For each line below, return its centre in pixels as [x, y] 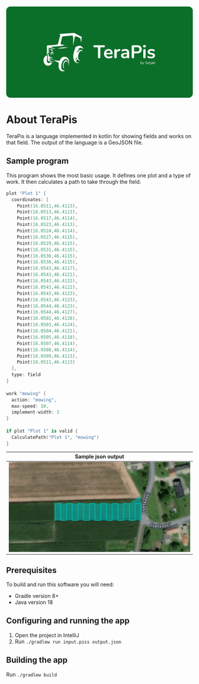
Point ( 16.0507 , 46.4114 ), [47, 343]
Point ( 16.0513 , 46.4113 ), [47, 212]
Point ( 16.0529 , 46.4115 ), [47, 243]
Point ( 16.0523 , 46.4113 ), [47, 225]
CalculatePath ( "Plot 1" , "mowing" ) [55, 437]
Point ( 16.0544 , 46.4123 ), [47, 306]
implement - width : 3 [36, 412]
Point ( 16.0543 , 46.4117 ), [47, 268]
